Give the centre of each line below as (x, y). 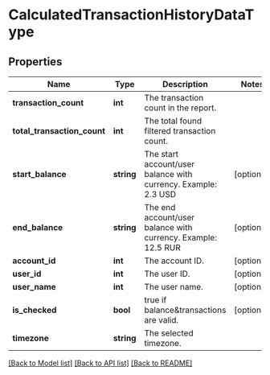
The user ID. (167, 274)
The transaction (174, 98)
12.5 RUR (162, 247)
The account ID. (174, 261)
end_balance (38, 227)
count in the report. (180, 108)
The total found (173, 121)
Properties (35, 62)
